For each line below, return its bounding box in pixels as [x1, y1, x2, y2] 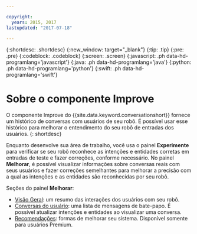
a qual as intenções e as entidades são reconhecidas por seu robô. [6, 173, 169, 180]
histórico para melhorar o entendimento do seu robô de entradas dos [6, 124, 174, 131]
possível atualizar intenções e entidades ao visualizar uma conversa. [14, 209, 182, 216]
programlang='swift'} [6, 71, 58, 79]
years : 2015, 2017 [11, 19, 57, 25]
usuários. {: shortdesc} [6, 131, 62, 138]
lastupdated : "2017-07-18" [6, 25, 73, 31]
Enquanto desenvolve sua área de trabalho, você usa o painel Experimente [6, 142, 189, 149]
